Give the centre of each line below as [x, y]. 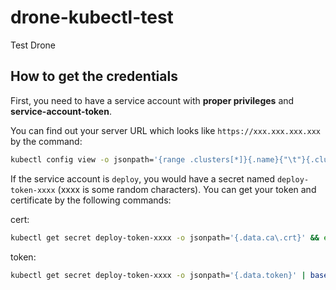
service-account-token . [61, 111]
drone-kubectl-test [92, 17]
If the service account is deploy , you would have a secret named [143, 178]
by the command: [46, 141]
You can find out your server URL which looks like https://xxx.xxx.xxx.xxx [165, 130]
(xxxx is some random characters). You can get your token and [187, 189]
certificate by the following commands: [91, 200]
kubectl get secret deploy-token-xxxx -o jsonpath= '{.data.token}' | [158, 275]
